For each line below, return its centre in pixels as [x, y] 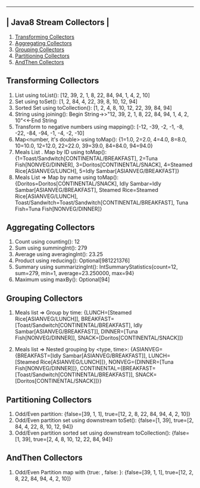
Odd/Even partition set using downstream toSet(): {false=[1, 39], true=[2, [104, 420]
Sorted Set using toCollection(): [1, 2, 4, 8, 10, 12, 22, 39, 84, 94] [93, 108]
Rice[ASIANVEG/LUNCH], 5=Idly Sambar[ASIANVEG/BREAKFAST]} [97, 171]
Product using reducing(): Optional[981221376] [72, 261]
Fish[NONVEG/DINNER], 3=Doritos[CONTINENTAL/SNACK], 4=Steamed [104, 165]
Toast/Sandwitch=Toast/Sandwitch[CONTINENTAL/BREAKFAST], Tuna [101, 202]
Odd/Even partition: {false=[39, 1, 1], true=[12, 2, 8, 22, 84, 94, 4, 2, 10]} [103, 414]
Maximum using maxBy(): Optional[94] [62, 279]
